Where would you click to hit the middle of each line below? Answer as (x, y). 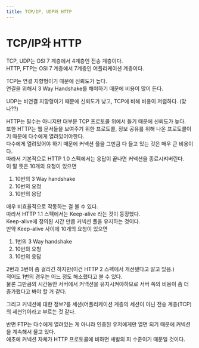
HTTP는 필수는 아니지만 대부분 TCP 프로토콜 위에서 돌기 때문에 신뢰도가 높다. (96, 121)
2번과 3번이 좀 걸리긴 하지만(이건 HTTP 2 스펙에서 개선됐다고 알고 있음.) (90, 269)
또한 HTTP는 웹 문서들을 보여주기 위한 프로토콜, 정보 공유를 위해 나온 (86, 128)
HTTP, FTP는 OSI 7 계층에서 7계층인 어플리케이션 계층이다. (75, 68)
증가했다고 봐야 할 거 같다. (36, 291)
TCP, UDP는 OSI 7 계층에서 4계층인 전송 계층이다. (65, 61)
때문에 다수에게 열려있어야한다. (48, 136)
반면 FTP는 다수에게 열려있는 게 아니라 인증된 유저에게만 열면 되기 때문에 (91, 324)
